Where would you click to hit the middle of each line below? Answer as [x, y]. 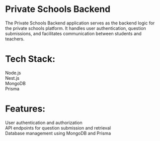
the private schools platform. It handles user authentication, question [76, 28]
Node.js [13, 73]
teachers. [15, 39]
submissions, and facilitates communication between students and [73, 33]
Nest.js [12, 78]
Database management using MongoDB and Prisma [58, 133]
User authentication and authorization [44, 123]
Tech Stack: [30, 59]
